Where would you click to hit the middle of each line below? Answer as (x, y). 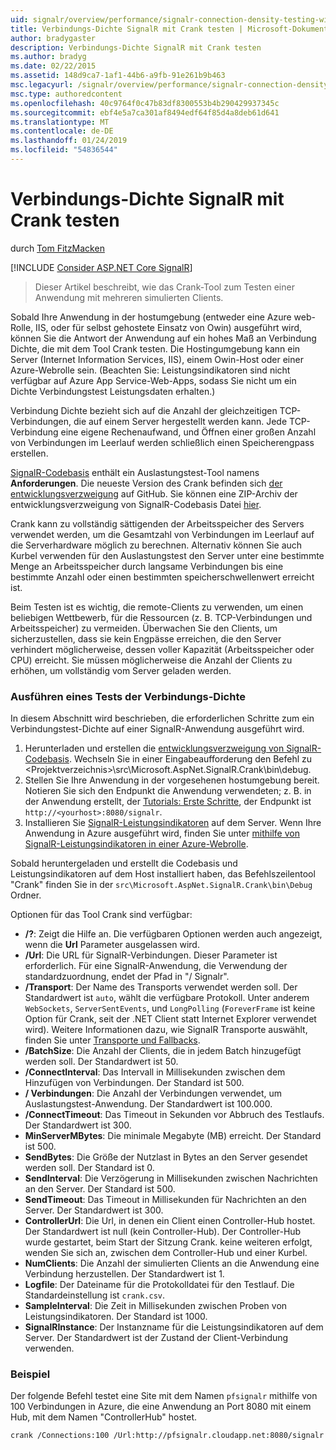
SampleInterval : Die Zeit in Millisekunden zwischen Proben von (156, 1306)
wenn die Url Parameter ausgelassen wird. (112, 945)
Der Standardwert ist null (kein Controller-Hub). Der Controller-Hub (163, 1232)
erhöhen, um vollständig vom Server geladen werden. (121, 670)
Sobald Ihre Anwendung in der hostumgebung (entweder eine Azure (151, 317)
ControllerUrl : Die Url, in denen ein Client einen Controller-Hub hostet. (170, 1221)
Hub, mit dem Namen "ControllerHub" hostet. (104, 1417)
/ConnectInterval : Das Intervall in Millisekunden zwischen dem (155, 1072)
